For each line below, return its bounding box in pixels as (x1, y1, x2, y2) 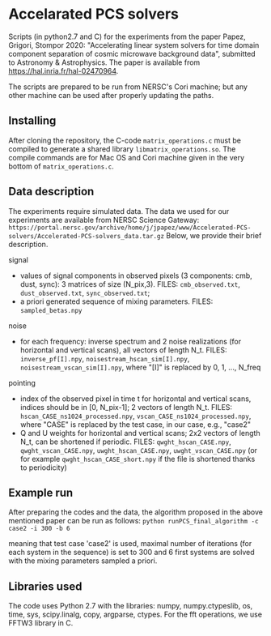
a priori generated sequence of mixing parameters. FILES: (19, 297, 214, 306)
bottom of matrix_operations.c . (8, 161, 115, 171)
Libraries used (8, 579, 83, 593)
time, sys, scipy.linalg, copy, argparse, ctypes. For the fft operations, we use (8, 609, 263, 620)
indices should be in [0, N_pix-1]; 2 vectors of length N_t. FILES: (19, 402, 233, 412)
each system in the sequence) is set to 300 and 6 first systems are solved (8, 548, 255, 557)
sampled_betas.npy (19, 306, 83, 314)
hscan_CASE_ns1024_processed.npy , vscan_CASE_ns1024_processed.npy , (19, 411, 252, 420)
